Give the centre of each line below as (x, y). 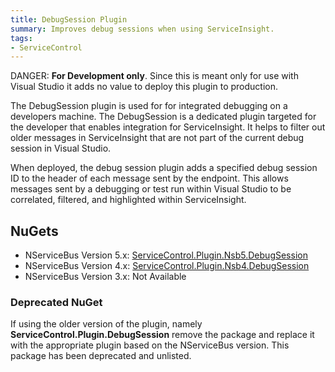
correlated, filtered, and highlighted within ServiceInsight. (128, 200)
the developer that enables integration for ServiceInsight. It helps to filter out (168, 127)
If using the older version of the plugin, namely (106, 324)
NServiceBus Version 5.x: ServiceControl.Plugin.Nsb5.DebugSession (166, 255)
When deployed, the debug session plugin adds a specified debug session (164, 168)
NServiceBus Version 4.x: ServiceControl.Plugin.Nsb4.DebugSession (167, 266)
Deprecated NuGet (56, 302)
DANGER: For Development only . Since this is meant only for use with (154, 76)
